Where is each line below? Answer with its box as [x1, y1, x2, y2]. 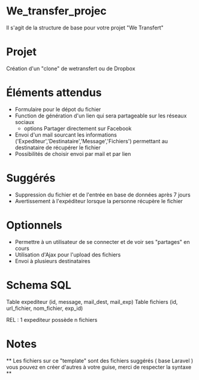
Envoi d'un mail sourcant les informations [14, 131, 117, 138]
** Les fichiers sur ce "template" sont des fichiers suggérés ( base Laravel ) [6, 357, 194, 364]
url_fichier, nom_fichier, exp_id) [6, 304, 83, 312]
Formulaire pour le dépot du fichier [14, 105, 101, 113]
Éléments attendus [6, 86, 102, 99]
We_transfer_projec [6, 4, 107, 18]
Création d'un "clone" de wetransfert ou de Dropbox [6, 65, 136, 72]
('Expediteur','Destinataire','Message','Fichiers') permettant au [14, 137, 168, 144]
